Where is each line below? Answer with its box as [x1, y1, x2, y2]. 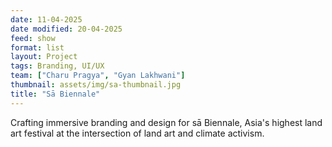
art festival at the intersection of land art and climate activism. [10, 127, 265, 139]
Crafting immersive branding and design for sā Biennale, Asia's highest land [10, 116, 323, 128]
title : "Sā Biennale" [10, 89, 101, 99]
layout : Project [10, 52, 78, 62]
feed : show [10, 33, 56, 43]
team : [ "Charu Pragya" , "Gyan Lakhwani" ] [10, 71, 186, 81]
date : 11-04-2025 [10, 14, 83, 25]
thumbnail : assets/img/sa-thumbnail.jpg [10, 80, 182, 90]
